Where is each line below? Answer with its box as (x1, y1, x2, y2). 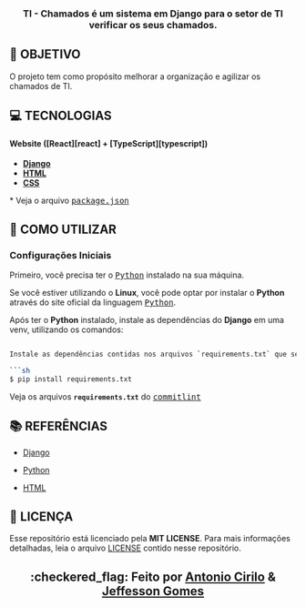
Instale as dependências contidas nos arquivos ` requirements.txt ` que (9, 349, 287, 359)
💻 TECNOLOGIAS (9, 108, 112, 124)
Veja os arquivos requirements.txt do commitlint (9, 390, 202, 402)
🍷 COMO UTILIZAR (9, 221, 117, 237)
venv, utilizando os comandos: (9, 324, 124, 335)
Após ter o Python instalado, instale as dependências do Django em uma (9, 315, 285, 326)
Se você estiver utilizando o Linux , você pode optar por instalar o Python (9, 288, 285, 298)
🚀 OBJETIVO (9, 46, 81, 62)
